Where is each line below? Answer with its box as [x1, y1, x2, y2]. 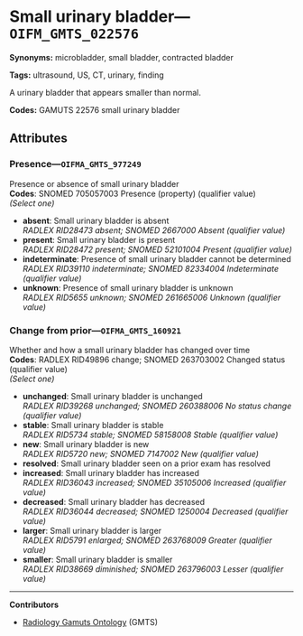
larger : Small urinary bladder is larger [22, 525, 162, 536]
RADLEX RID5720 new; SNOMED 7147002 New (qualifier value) [22, 448, 260, 459]
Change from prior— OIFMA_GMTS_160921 [9, 323, 182, 336]
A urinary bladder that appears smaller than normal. [9, 87, 201, 98]
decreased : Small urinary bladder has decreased [22, 496, 206, 507]
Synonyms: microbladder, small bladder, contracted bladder [9, 51, 234, 62]
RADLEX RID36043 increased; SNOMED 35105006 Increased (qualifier [22, 477, 287, 488]
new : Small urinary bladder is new [22, 438, 150, 449]
